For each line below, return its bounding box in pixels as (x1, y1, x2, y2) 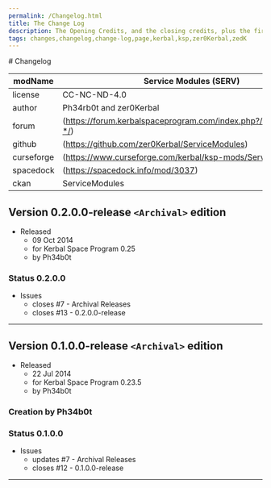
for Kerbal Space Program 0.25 (31, 244, 135, 254)
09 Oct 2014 (31, 236, 74, 245)
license (12, 90, 40, 101)
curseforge (12, 152, 55, 163)
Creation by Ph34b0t (8, 407, 93, 418)
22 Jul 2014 (31, 369, 72, 379)
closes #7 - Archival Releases (31, 299, 131, 309)
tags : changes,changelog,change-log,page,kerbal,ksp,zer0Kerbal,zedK (8, 34, 248, 43)
